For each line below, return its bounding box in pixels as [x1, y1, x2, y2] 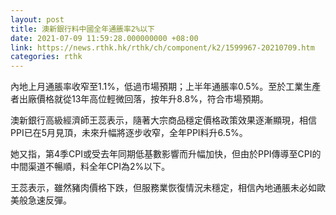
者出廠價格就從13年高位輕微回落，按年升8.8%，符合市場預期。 [10, 93, 269, 105]
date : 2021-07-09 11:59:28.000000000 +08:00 [10, 33, 199, 43]
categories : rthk [10, 52, 83, 62]
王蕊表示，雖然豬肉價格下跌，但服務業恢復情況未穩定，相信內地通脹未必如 [10, 182, 317, 194]
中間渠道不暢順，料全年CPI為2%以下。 [10, 161, 171, 173]
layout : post [10, 14, 65, 25]
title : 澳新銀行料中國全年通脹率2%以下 [10, 24, 155, 34]
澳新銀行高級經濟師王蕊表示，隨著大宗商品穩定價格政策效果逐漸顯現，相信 [10, 114, 317, 126]
